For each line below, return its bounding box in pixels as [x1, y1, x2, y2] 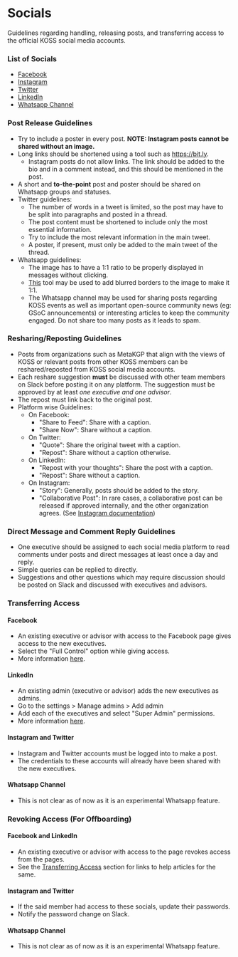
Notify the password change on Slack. [17, 910, 130, 919]
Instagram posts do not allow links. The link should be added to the [28, 157, 225, 165]
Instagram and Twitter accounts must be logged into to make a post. [17, 749, 218, 758]
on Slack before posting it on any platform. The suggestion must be [17, 380, 215, 389]
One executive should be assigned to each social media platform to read [17, 543, 229, 551]
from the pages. [17, 854, 65, 863]
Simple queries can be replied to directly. [17, 565, 139, 574]
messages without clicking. [28, 271, 109, 279]
